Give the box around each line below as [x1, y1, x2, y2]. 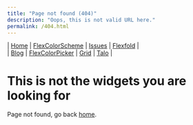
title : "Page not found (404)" [7, 10, 97, 17]
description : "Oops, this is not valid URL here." [7, 16, 156, 23]
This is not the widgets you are [7, 73, 187, 89]
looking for [7, 87, 71, 103]
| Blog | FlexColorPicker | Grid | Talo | [7, 49, 112, 57]
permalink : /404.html [7, 23, 70, 30]
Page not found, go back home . [7, 111, 97, 119]
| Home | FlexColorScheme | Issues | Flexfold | [7, 42, 139, 50]
